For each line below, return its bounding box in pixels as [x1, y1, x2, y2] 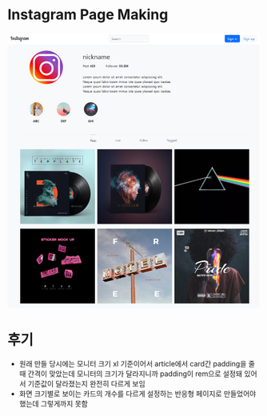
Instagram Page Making [7, 6, 169, 24]
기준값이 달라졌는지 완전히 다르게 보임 [27, 378, 145, 388]
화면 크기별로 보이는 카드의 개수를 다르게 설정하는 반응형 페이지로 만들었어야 [18, 389, 257, 398]
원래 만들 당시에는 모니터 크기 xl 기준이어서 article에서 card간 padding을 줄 [18, 359, 255, 368]
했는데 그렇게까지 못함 [18, 398, 89, 408]
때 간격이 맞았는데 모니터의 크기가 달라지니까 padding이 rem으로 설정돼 [18, 369, 243, 378]
